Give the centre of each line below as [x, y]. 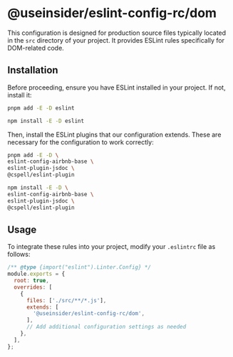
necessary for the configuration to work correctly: [81, 142]
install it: [20, 95]
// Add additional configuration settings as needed [106, 327]
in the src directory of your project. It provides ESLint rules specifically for [116, 40]
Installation [33, 70]
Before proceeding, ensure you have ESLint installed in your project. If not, [116, 87]
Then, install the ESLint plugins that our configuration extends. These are [114, 134]
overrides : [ [33, 287]
